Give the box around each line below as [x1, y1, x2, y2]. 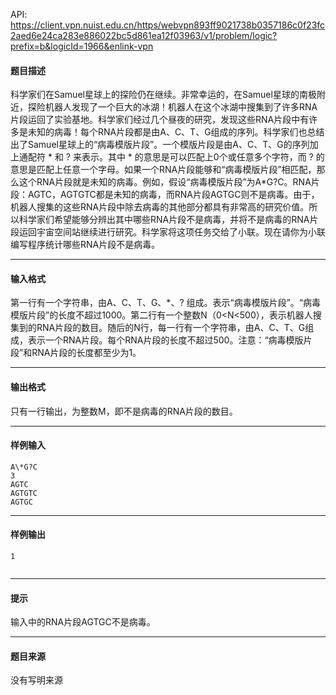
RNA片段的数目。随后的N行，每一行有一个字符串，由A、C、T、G [36, 322, 306, 334]
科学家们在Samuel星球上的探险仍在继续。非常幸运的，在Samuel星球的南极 [10, 89, 317, 101]
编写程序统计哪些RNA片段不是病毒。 [10, 239, 161, 251]
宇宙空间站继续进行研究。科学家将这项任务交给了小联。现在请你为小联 [36, 226, 326, 238]
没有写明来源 [10, 674, 63, 686]
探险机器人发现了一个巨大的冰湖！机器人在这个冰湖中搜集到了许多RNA [27, 101, 318, 113]
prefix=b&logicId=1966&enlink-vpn [10, 40, 154, 52]
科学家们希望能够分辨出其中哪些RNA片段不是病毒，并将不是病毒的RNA [18, 214, 310, 226]
